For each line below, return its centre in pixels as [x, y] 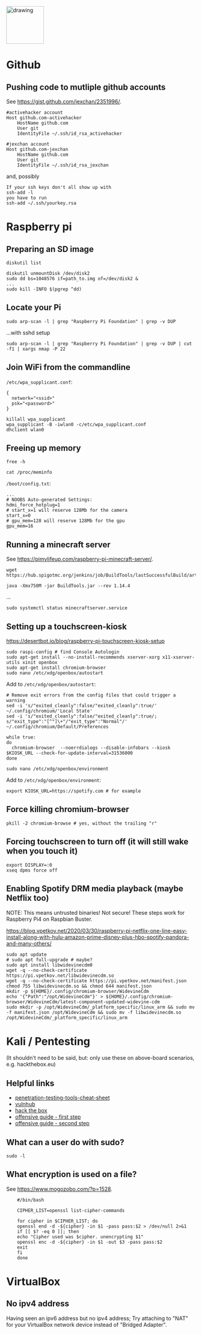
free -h [16, 462]
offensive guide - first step [48, 1117]
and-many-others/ [29, 943]
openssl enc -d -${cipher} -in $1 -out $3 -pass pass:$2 [90, 1242]
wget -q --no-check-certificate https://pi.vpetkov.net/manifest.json [96, 981]
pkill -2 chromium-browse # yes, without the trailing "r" [82, 823]
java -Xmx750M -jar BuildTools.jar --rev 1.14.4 [68, 586]
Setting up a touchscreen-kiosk [67, 626]
